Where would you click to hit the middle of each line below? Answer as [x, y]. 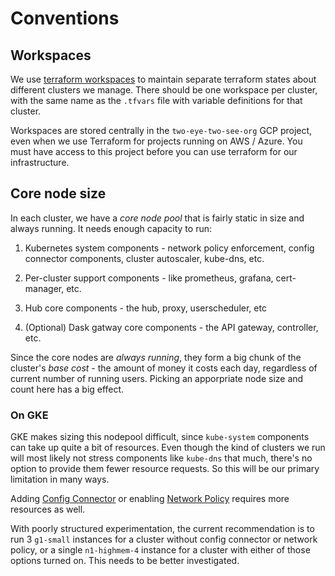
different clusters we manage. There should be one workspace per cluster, [164, 90]
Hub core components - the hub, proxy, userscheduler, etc [145, 308]
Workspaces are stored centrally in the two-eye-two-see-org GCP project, [161, 130]
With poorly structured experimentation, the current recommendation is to [162, 529]
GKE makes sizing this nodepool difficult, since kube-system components [160, 437]
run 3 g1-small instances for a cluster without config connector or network [164, 539]
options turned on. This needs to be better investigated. [125, 561]
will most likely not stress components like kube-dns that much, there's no [161, 458]
